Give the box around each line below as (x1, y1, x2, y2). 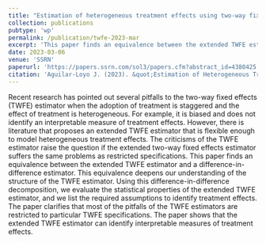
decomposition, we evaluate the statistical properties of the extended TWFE (8, 184, 256, 194)
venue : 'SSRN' (8, 56, 55, 64)
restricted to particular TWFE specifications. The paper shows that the (8, 210, 237, 219)
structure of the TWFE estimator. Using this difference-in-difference (8, 176, 230, 186)
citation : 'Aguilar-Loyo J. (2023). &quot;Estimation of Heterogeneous (8, 70, 249, 78)
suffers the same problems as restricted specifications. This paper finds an (8, 151, 253, 161)
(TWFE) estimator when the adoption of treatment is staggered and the (8, 101, 240, 110)
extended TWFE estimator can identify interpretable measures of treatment (8, 218, 253, 228)
